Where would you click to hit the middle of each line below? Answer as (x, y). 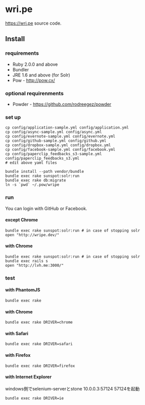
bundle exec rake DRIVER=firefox (40, 366)
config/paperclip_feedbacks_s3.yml (42, 159)
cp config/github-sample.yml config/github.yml (56, 141)
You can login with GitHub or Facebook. (46, 208)
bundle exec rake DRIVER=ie (35, 398)
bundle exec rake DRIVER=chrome (39, 323)
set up (13, 117)
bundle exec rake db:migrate (36, 180)
